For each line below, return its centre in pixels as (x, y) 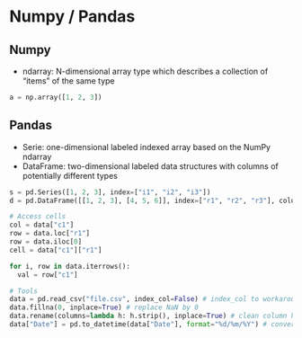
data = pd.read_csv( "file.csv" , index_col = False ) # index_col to (134, 299)
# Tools (24, 291)
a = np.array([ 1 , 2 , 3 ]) (56, 97)
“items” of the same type (68, 81)
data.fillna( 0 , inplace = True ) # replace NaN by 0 (104, 307)
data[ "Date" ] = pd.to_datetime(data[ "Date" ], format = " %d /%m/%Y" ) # (138, 325)
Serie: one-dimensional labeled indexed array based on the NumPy (147, 147)
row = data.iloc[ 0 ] (46, 242)
